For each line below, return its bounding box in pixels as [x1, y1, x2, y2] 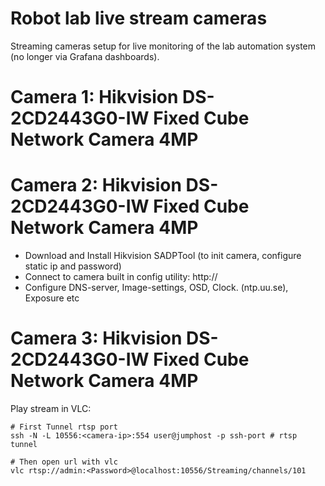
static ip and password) [24, 260, 122, 272]
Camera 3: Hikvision [10, 327, 183, 350]
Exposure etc [24, 292, 80, 304]
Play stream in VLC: [10, 403, 92, 414]
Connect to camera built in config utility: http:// [24, 271, 218, 283]
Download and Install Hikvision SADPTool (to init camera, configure [24, 250, 302, 262]
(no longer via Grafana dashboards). [10, 50, 160, 62]
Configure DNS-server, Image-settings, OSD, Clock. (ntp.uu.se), [24, 282, 289, 294]
